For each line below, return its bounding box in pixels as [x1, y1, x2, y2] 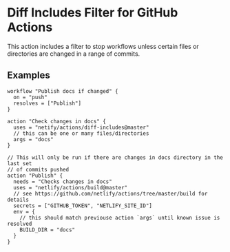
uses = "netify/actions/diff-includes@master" [13, 124, 149, 131]
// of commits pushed [7, 166, 70, 173]
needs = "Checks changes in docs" [13, 178, 112, 185]
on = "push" [13, 94, 48, 101]
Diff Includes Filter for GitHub [7, 5, 178, 21]
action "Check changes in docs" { [7, 118, 107, 125]
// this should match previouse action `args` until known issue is [19, 214, 220, 221]
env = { [13, 208, 36, 215]
